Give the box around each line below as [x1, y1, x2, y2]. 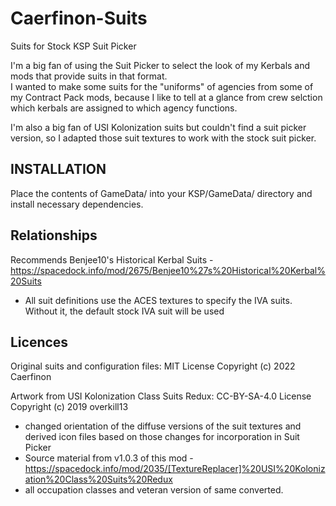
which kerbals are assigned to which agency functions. [10, 102, 238, 114]
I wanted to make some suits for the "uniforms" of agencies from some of [10, 80, 314, 92]
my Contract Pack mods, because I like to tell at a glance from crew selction [10, 91, 323, 103]
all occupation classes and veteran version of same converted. [24, 484, 284, 496]
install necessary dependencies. [10, 198, 144, 210]
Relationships [10, 227, 98, 244]
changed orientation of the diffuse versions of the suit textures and [24, 420, 302, 432]
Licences [10, 333, 69, 351]
